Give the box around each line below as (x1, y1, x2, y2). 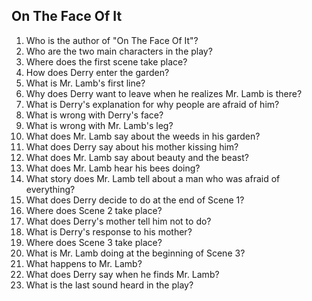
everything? (25, 183, 76, 195)
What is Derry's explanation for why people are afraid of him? (25, 98, 280, 110)
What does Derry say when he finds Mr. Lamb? (25, 268, 220, 280)
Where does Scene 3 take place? (25, 236, 163, 248)
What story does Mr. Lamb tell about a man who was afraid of (25, 172, 281, 184)
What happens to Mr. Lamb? (25, 257, 143, 269)
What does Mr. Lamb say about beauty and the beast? (25, 151, 249, 163)
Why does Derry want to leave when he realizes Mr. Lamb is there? (25, 87, 303, 99)
